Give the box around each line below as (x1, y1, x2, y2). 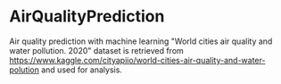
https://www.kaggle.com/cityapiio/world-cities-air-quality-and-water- (9, 55, 266, 65)
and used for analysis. (41, 64, 123, 75)
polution (9, 64, 40, 75)
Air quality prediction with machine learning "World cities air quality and (9, 36, 273, 46)
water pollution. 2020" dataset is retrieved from (9, 45, 185, 55)
